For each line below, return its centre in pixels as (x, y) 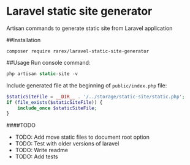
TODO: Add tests (36, 156)
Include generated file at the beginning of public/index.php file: (87, 85)
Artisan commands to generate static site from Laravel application (89, 28)
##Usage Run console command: (48, 62)
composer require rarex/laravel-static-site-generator (78, 51)
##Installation (24, 40)
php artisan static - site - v (42, 74)
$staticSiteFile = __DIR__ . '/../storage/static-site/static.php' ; (96, 97)
